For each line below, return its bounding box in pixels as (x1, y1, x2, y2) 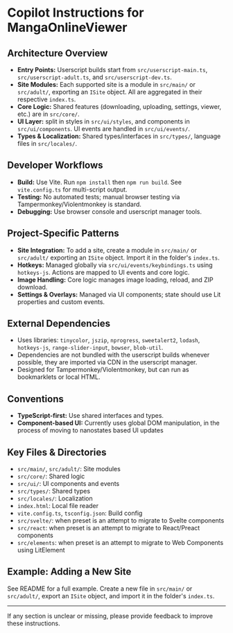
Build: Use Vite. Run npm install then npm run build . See (17, 178, 182, 186)
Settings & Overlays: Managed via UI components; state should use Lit (17, 290, 221, 298)
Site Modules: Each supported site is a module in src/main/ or (17, 81, 196, 88)
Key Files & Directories (7, 446, 107, 458)
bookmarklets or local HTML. (17, 373, 101, 381)
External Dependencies (7, 318, 111, 330)
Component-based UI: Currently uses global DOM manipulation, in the (17, 419, 220, 428)
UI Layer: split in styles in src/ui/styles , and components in (17, 117, 190, 126)
